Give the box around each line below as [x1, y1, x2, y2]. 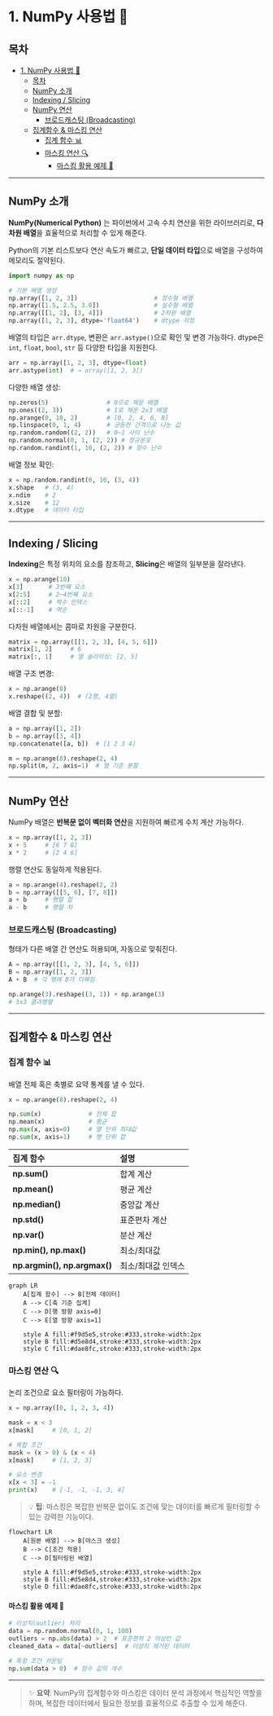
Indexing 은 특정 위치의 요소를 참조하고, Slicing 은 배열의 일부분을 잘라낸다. [8, 559, 246, 569]
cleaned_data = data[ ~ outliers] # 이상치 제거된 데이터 [8, 1642, 190, 1650]
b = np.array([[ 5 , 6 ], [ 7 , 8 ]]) [8, 888, 118, 896]
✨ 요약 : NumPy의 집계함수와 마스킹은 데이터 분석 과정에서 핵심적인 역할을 [28, 1687, 262, 1697]
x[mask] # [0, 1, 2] [8, 1426, 93, 1434]
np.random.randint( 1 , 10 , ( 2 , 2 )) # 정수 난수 [8, 444, 162, 452]
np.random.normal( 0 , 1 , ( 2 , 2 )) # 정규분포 [8, 437, 152, 445]
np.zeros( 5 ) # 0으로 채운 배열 [8, 398, 158, 407]
